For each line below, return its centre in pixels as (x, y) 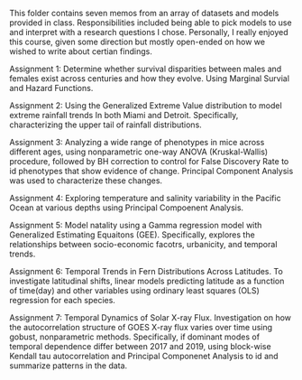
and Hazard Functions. (51, 88)
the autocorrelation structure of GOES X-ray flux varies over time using (141, 327)
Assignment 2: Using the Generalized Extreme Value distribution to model (146, 106)
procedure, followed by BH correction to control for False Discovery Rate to (149, 161)
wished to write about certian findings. (81, 51)
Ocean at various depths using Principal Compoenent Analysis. (127, 208)
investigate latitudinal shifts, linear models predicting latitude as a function (147, 281)
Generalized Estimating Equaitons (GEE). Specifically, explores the (132, 235)
